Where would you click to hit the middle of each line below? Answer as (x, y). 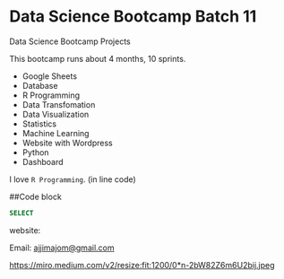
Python (35, 152)
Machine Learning (56, 133)
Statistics (39, 124)
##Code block (36, 196)
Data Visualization (56, 114)
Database (40, 85)
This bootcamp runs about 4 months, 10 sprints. (98, 58)
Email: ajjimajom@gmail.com (62, 248)
